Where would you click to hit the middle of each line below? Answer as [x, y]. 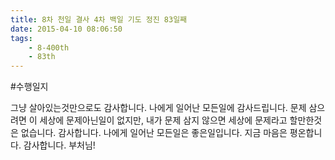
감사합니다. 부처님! [59, 145]
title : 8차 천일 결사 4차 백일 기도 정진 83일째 [99, 19]
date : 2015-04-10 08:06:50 [66, 29]
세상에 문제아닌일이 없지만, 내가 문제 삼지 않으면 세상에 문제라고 [163, 120]
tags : [21, 38]
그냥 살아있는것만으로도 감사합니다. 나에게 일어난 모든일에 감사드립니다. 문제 [158, 108]
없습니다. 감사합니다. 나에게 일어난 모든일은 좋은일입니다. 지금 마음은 [154, 133]
